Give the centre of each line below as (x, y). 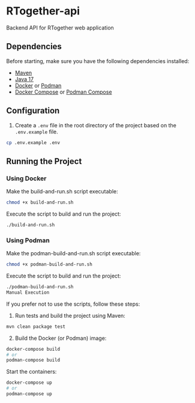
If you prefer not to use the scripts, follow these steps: (73, 304)
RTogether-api (43, 11)
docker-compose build (33, 349)
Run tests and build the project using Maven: (70, 315)
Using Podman (28, 240)
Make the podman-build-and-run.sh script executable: (73, 253)
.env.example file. (36, 132)
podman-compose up (29, 394)
